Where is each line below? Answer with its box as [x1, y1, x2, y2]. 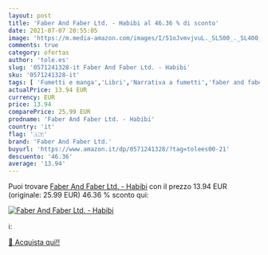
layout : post [8, 11, 52, 20]
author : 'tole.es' [8, 57, 69, 65]
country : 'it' [8, 123, 56, 131]
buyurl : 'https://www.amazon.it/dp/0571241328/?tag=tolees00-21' [8, 145, 230, 153]
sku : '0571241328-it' [8, 71, 81, 79]
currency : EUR [8, 93, 56, 101]
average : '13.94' [8, 160, 66, 168]
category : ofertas [8, 49, 69, 57]
